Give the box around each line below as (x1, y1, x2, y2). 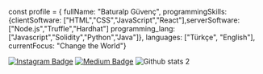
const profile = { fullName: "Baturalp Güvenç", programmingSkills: (8, 7, 228, 16)
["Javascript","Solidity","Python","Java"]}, (8, 32, 144, 42)
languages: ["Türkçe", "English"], (145, 32, 256, 42)
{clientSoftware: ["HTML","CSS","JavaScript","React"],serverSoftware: (8, 15, 240, 25)
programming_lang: (110, 24, 176, 33)
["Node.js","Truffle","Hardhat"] (8, 24, 109, 33)
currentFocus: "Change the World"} (8, 41, 127, 51)
